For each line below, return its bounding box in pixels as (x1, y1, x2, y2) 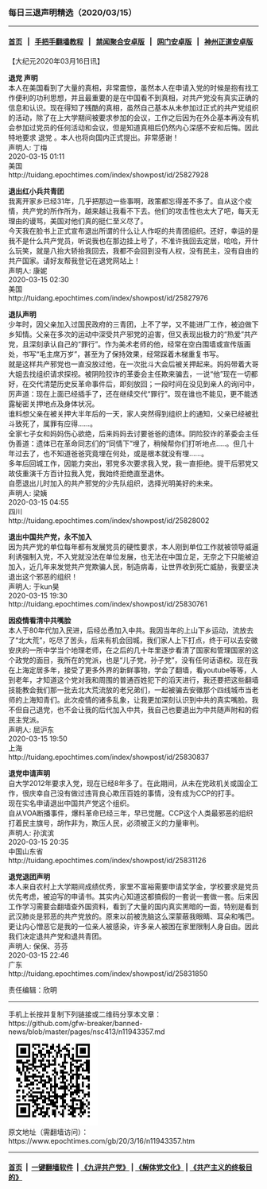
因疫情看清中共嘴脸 (8, 615, 72, 625)
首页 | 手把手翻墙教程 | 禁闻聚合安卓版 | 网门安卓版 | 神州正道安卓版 (8, 37, 253, 46)
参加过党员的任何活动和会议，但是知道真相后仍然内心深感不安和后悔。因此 (14, 122, 259, 132)
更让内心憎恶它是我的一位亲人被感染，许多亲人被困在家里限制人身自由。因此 (8, 921, 259, 931)
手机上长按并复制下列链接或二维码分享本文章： (8, 1009, 161, 1019)
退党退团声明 (8, 872, 50, 881)
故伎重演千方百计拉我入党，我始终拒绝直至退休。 (8, 468, 168, 478)
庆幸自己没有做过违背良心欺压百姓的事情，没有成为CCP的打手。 (29, 788, 239, 798)
